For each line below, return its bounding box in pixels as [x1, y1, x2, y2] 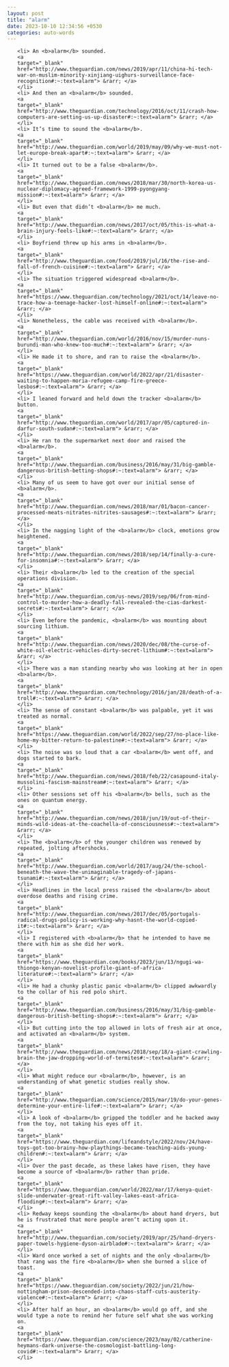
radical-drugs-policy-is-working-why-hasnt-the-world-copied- [16, 917, 198, 924]
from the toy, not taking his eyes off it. [16, 1120, 144, 1127]
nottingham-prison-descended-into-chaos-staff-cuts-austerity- [16, 1288, 202, 1295]
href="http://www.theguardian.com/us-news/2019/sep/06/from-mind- [16, 593, 211, 600]
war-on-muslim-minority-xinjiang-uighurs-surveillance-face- [16, 72, 196, 79]
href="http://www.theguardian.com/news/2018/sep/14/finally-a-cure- [16, 551, 217, 558]
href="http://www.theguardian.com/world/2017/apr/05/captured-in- [16, 419, 211, 427]
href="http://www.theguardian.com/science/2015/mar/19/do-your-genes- [16, 1096, 223, 1103]
